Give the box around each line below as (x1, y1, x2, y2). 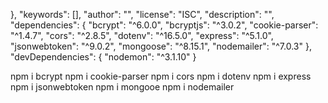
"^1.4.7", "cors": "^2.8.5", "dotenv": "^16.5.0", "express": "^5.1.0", (10, 30, 274, 41)
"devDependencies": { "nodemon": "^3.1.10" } (10, 51, 197, 63)
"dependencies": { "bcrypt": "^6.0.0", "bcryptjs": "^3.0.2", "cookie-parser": (10, 19, 319, 31)
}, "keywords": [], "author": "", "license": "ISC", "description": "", (10, 9, 275, 20)
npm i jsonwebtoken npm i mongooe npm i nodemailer (10, 81, 235, 93)
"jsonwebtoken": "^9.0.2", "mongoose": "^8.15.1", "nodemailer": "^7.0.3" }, (10, 40, 312, 52)
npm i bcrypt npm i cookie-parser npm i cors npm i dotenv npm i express (10, 70, 312, 82)
